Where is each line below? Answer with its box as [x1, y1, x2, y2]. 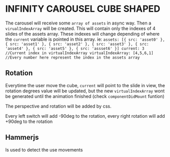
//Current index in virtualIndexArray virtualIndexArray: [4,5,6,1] [5, 50, 154, 56]
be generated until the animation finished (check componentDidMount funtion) [5, 93, 164, 99]
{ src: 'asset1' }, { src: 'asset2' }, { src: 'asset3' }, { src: [5, 41, 149, 46]
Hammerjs [5, 133, 39, 142]
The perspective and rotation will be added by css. [5, 103, 112, 109]
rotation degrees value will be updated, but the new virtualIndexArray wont [5, 88, 165, 94]
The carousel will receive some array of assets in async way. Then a [5, 20, 152, 26]
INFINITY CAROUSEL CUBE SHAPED [5, 3, 160, 15]
